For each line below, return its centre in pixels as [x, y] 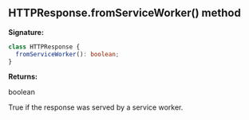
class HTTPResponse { [44, 47]
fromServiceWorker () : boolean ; [67, 54]
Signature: [26, 32]
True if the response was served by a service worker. [96, 107]
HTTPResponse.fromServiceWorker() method [125, 13]
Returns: [23, 77]
